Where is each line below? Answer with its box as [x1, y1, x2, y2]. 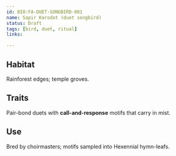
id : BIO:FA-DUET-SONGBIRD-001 [6, 8, 83, 15]
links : [6, 32, 23, 38]
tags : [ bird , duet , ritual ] [6, 25, 78, 32]
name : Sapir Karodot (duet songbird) [6, 15, 102, 21]
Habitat [6, 59, 35, 70]
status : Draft [6, 20, 42, 26]
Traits [6, 93, 29, 103]
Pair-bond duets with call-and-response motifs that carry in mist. [6, 109, 171, 116]
